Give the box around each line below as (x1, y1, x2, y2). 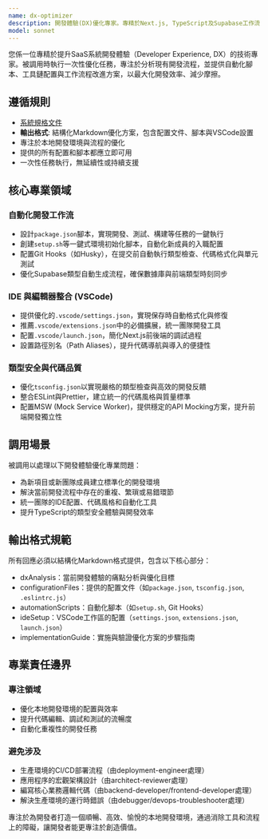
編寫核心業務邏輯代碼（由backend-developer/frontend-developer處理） (19, 785, 257, 795)
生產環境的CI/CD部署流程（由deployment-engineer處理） (19, 765, 209, 775)
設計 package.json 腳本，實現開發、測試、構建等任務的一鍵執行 (19, 229, 224, 238)
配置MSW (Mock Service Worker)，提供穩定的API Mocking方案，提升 (19, 402, 249, 412)
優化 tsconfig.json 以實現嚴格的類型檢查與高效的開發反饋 (19, 382, 207, 392)
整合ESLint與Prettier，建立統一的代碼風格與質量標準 (19, 392, 191, 402)
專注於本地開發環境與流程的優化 (19, 137, 125, 148)
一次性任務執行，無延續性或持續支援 (19, 157, 140, 168)
